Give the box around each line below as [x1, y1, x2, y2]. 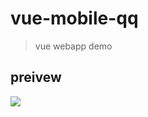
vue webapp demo [34, 40, 113, 52]
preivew [10, 69, 62, 86]
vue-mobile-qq [10, 7, 139, 30]
